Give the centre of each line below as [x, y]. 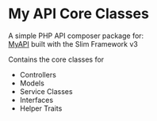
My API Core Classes [78, 14]
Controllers [38, 74]
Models [32, 83]
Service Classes [46, 91]
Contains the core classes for [56, 59]
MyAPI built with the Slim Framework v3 [73, 43]
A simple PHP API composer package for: [76, 36]
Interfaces [36, 100]
